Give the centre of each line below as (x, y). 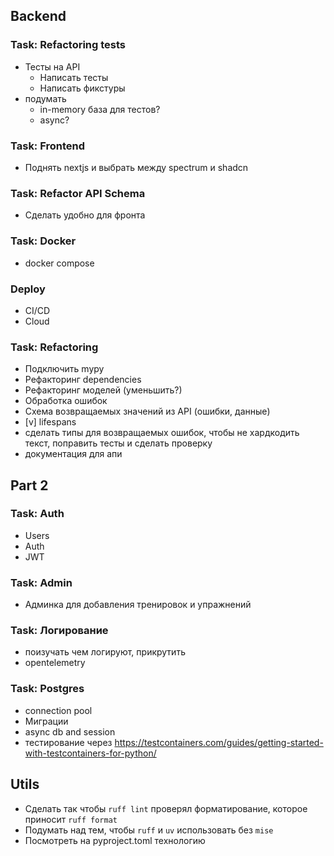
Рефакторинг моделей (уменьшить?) (103, 390)
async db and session (70, 731)
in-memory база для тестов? (100, 109)
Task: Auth (37, 514)
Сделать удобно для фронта (85, 215)
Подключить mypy (64, 369)
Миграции (46, 721)
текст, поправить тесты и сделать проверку (118, 443)
